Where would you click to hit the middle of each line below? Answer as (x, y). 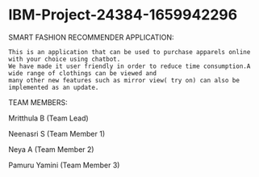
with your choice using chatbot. (65, 59)
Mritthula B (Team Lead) (48, 118)
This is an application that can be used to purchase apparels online (129, 52)
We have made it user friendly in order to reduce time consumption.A (129, 66)
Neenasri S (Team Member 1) (57, 133)
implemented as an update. (54, 87)
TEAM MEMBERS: (38, 102)
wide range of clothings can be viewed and (83, 73)
